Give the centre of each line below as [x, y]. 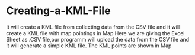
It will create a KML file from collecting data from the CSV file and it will [93, 27]
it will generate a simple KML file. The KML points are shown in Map [89, 46]
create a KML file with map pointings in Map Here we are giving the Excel [95, 33]
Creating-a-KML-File [58, 11]
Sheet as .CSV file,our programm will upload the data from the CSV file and [98, 39]
